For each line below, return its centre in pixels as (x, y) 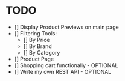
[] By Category (42, 52)
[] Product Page (34, 59)
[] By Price (37, 40)
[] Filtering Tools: (35, 33)
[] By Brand (37, 46)
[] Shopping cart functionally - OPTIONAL (66, 65)
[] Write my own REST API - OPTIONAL (63, 71)
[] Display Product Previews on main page (66, 27)
